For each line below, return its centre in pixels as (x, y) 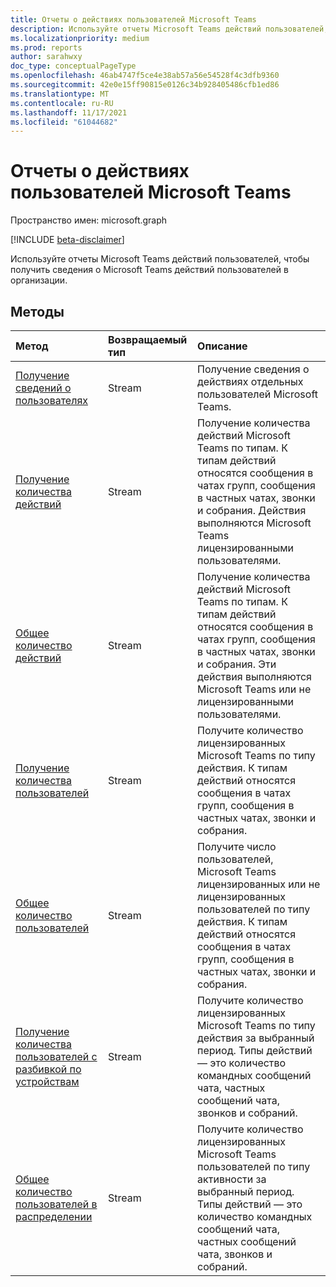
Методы (37, 311)
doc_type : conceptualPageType (73, 66)
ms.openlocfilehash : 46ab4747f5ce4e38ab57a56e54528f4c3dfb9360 (145, 76)
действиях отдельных (250, 381)
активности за (232, 1179)
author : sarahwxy (46, 57)
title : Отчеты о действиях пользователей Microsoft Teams (133, 19)
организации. (39, 280)
